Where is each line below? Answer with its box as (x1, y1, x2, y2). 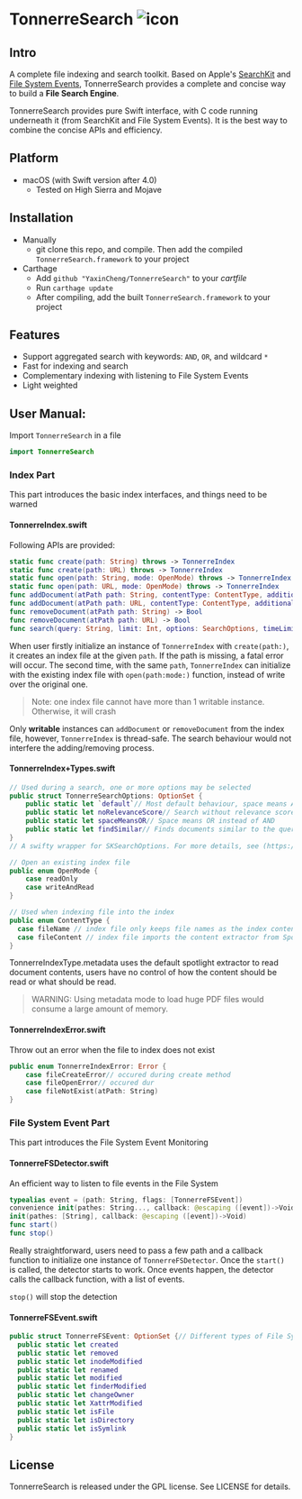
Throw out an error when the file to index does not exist (9, 1044, 216, 1055)
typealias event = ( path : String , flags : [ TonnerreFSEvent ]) (9, 1195, 244, 1204)
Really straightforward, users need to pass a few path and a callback (9, 1245, 263, 1256)
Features (9, 327, 60, 343)
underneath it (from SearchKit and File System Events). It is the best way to (9, 115, 288, 125)
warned (9, 498, 38, 509)
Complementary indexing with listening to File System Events (22, 370, 249, 381)
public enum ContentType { (9, 916, 111, 925)
